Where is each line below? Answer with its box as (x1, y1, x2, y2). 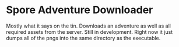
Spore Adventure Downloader (6, 3, 153, 17)
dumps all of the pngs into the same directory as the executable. (6, 34, 161, 41)
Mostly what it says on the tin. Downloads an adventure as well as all (6, 22, 171, 29)
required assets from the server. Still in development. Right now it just (6, 28, 173, 35)
